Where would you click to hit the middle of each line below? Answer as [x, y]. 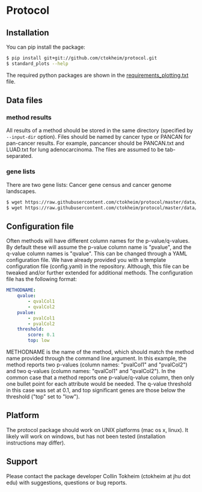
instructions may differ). [36, 443]
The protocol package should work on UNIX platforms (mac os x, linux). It [97, 430]
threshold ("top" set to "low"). [43, 396]
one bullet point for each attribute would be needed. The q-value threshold [99, 384]
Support [22, 462]
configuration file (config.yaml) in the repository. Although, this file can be [98, 266]
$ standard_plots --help [37, 64]
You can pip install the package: [46, 47]
